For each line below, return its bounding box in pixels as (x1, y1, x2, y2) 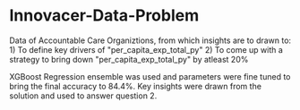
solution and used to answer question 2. (9, 90, 158, 101)
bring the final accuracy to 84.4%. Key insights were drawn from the (9, 80, 262, 91)
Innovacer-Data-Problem (9, 5, 200, 26)
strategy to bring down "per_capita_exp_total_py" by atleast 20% (9, 54, 249, 64)
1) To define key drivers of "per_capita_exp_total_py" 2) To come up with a (9, 44, 284, 55)
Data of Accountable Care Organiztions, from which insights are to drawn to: (9, 35, 292, 46)
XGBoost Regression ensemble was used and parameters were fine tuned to (9, 71, 291, 81)
